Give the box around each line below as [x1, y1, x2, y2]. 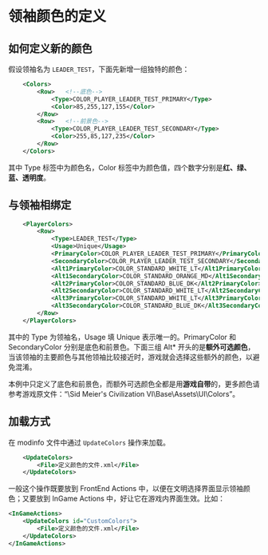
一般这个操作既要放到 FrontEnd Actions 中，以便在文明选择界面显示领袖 [8, 484, 243, 493]
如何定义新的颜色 [8, 42, 93, 55]
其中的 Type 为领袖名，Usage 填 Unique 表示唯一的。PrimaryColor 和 [8, 332, 237, 341]
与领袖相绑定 [8, 198, 72, 212]
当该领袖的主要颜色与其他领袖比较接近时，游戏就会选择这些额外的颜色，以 [8, 352, 253, 361]
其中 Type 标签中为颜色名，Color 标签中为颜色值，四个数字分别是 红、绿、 [8, 162, 251, 172]
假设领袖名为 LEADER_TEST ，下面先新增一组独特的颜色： [8, 65, 190, 74]
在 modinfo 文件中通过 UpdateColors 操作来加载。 [8, 437, 170, 447]
